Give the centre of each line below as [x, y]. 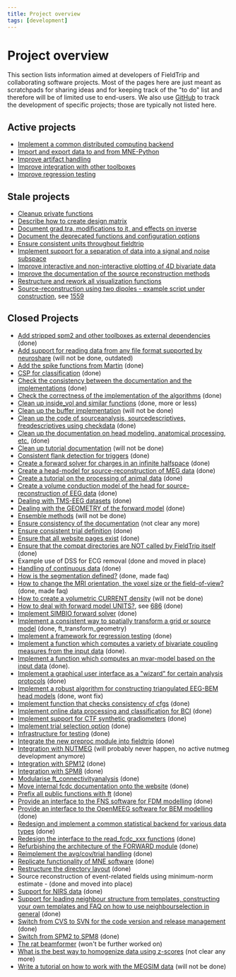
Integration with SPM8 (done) [60, 771]
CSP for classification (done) [59, 373]
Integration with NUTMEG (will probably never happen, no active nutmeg [123, 748]
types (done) [36, 831]
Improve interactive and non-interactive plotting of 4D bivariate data [117, 267]
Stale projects [39, 196]
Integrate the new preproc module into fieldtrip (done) [96, 741]
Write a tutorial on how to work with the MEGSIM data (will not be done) [122, 966]
